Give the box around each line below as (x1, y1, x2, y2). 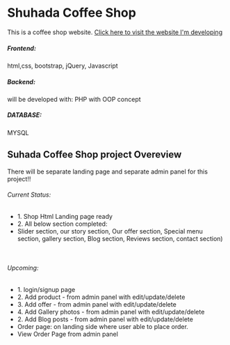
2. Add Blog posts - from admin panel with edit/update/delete (17, 315, 193, 323)
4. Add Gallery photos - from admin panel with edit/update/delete (17, 308, 205, 316)
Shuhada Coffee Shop (7, 5, 137, 21)
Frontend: (7, 44, 37, 52)
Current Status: (7, 190, 51, 199)
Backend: (7, 77, 36, 86)
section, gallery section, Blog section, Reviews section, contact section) (17, 234, 224, 243)
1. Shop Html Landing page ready (17, 212, 113, 220)
